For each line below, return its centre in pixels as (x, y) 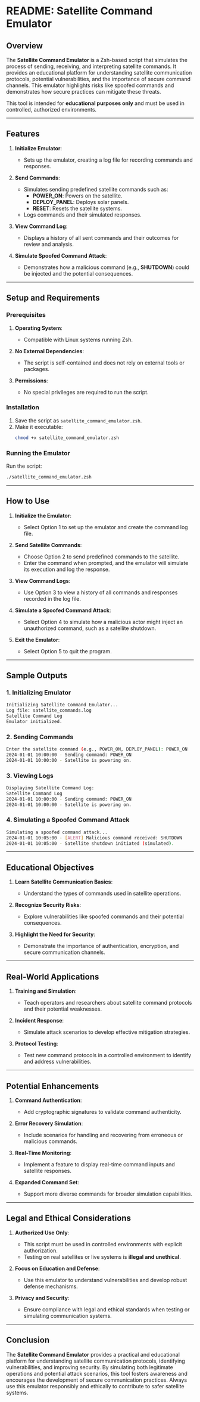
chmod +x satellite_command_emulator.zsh (67, 438)
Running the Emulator (38, 453)
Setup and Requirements (53, 298)
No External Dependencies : (49, 351)
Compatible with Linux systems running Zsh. (78, 339)
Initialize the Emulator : (43, 515)
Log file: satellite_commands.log (49, 711)
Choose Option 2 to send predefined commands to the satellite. (101, 557)
